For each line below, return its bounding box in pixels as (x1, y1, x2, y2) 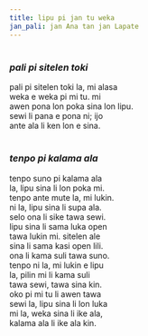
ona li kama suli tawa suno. (9, 250, 110, 261)
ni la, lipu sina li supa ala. (9, 202, 102, 212)
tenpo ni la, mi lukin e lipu (9, 260, 104, 271)
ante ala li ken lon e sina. (9, 120, 101, 132)
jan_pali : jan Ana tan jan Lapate (9, 22, 140, 31)
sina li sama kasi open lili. (9, 240, 104, 251)
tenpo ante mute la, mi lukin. (9, 192, 115, 203)
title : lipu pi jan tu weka (9, 13, 116, 23)
